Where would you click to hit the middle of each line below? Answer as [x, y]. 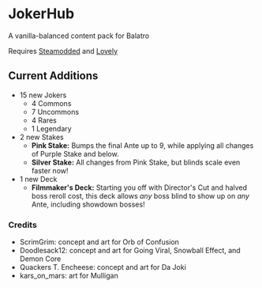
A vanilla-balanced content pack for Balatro [79, 36]
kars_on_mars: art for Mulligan [69, 276]
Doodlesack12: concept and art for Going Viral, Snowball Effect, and [130, 251]
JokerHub [41, 14]
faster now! [50, 170]
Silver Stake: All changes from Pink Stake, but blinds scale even [136, 162]
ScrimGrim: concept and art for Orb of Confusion [99, 242]
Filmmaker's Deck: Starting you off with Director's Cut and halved [139, 188]
